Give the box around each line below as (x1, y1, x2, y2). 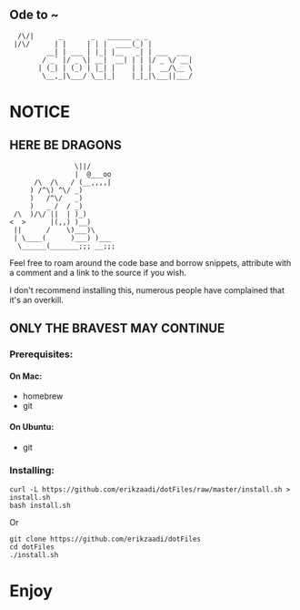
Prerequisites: (9, 348, 74, 361)
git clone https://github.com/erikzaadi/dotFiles (9, 534, 202, 544)
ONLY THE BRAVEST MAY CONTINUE (9, 320, 225, 336)
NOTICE (9, 102, 71, 122)
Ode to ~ (9, 7, 59, 23)
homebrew (22, 391, 64, 402)
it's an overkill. (9, 294, 64, 305)
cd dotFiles (9, 542, 55, 552)
